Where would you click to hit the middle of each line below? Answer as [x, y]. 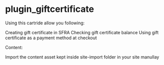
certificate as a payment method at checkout [51, 38]
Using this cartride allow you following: [45, 23]
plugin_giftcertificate [50, 9]
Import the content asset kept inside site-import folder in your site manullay [82, 57]
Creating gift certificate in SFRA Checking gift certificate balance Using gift [82, 32]
